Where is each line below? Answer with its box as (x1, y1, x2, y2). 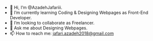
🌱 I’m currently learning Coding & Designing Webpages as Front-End (9, 10, 149, 15)
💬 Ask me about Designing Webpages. (9, 25, 88, 31)
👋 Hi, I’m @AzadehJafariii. (9, 5, 63, 10)
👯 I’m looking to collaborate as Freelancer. (9, 20, 95, 26)
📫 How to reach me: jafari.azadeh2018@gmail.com (9, 30, 114, 36)
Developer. (9, 15, 32, 20)
